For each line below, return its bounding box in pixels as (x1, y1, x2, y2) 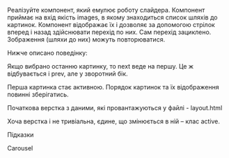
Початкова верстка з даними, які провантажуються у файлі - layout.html (7, 104, 223, 112)
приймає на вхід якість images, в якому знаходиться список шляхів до (7, 13, 218, 21)
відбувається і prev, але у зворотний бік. (7, 69, 128, 78)
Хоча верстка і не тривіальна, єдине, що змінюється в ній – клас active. (7, 117, 221, 125)
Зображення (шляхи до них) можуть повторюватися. (7, 35, 166, 44)
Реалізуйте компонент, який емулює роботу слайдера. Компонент (7, 6, 205, 14)
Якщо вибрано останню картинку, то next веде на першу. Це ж (7, 62, 194, 70)
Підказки (7, 131, 34, 139)
